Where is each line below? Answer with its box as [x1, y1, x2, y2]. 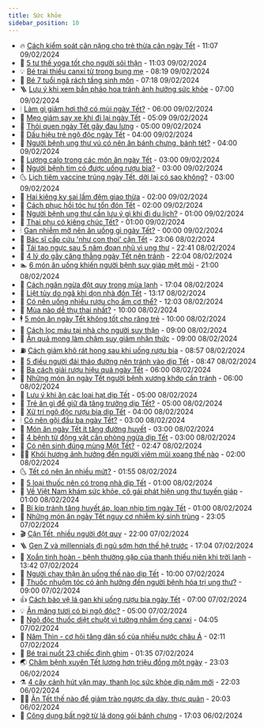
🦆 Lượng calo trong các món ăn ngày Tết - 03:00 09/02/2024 [19, 155, 220, 164]
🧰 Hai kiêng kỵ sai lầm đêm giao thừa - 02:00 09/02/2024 [19, 191, 208, 202]
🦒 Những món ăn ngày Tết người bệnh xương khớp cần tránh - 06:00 [19, 373, 243, 383]
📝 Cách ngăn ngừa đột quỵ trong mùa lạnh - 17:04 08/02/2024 [19, 280, 224, 289]
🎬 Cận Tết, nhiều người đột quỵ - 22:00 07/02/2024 [19, 529, 190, 538]
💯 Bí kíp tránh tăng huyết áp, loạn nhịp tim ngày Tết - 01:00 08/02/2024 [19, 503, 253, 512]
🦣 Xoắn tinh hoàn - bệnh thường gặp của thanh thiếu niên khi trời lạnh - [19, 552, 251, 561]
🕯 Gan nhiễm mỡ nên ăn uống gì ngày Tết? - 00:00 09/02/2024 [19, 225, 224, 235]
